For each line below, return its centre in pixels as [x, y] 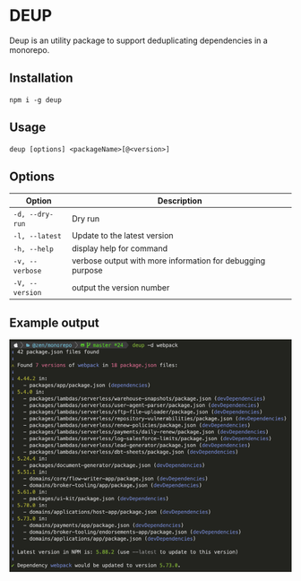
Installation [41, 78]
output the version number [120, 287]
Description [180, 200]
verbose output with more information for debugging [168, 260]
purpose [87, 270]
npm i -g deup [36, 100]
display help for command [120, 248]
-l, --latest [37, 237]
